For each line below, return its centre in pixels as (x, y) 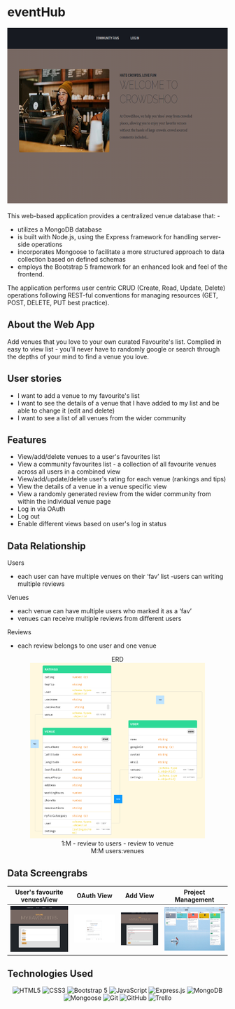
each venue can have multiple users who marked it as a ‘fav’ (105, 611)
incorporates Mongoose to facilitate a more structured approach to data (121, 252)
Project (194, 892)
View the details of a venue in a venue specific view (92, 487)
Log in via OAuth (41, 509)
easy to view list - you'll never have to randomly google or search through (114, 349)
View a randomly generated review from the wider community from (114, 494)
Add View (140, 896)
